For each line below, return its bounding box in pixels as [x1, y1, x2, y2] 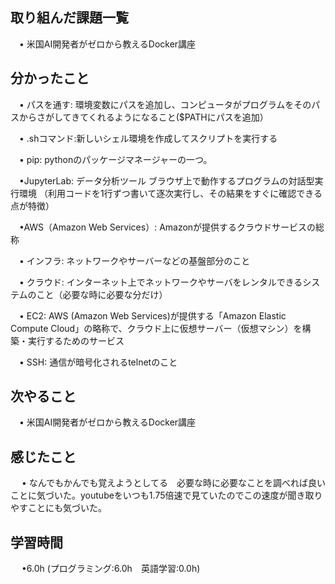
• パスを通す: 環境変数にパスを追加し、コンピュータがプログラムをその [18, 98, 312, 110]
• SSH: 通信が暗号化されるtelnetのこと [18, 356, 178, 368]
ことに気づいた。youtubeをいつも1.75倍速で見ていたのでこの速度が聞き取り [10, 489, 323, 502]
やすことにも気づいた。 [10, 502, 107, 514]
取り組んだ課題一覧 [10, 9, 129, 27]
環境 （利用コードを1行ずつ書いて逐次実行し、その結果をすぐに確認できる [18, 187, 323, 199]
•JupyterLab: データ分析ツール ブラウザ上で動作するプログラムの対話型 [18, 174, 315, 187]
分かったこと [10, 70, 90, 87]
